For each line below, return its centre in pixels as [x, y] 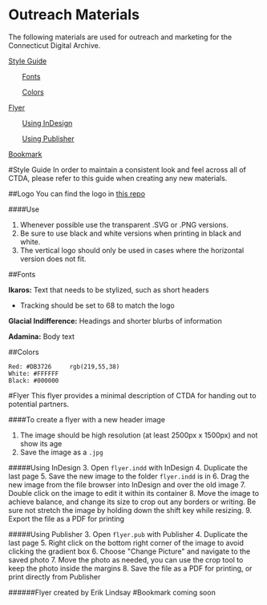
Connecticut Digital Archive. [55, 45]
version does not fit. [53, 259]
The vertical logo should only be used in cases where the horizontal [132, 250]
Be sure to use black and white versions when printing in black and [131, 233]
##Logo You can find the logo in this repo [77, 193]
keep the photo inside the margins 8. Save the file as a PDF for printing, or [130, 568]
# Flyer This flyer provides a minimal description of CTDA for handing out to [132, 395]
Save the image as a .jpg [61, 452]
